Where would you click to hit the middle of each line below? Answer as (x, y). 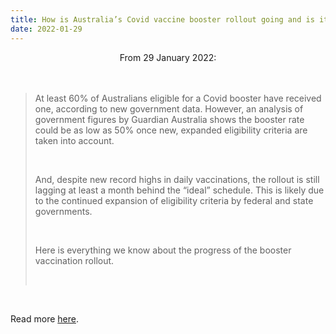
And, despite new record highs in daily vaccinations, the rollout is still (177, 179)
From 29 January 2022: (168, 57)
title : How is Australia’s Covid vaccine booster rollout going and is (162, 19)
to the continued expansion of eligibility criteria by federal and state (174, 200)
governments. (63, 211)
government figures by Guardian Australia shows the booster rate (169, 119)
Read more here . (44, 318)
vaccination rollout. (74, 260)
